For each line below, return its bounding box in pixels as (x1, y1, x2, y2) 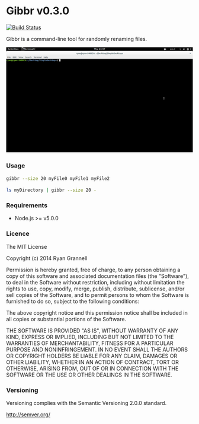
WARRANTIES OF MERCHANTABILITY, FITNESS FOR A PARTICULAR (6, 340, 174, 347)
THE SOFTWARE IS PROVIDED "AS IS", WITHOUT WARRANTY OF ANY (6, 327, 179, 334)
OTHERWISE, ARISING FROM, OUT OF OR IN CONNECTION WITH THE (6, 365, 179, 372)
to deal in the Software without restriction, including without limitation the (6, 279, 185, 286)
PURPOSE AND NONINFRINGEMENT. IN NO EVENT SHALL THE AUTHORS (6, 346, 188, 353)
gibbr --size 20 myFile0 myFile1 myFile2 (6, 176, 110, 182)
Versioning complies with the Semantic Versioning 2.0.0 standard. (6, 399, 167, 406)
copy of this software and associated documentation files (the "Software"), (6, 272, 190, 280)
